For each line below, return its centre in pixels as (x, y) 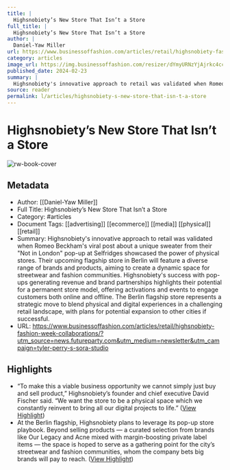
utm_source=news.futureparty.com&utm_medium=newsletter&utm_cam (118, 340)
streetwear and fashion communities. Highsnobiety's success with (111, 274)
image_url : (23, 64)
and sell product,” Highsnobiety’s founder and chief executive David (113, 393)
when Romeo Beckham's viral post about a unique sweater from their (114, 246)
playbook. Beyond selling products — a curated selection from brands (116, 430)
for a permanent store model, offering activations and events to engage (118, 290)
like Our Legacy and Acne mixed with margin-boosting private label (112, 437)
